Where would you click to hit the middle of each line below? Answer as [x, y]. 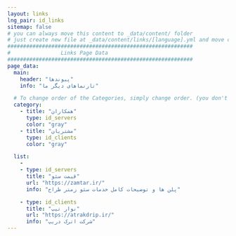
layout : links [28, 14]
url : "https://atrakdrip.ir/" [70, 215]
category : [28, 105]
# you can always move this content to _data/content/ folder [100, 33]
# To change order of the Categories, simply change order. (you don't [121, 98]
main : [22, 72]
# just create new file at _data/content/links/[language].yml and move [116, 40]
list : [22, 157]
